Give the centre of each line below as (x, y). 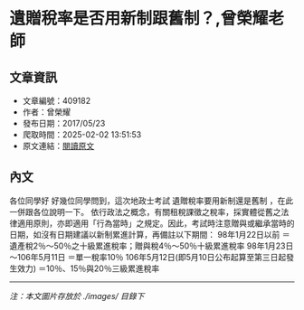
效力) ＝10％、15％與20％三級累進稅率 (88, 268)
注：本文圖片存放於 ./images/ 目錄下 (77, 296)
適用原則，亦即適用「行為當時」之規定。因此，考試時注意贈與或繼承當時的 (156, 223)
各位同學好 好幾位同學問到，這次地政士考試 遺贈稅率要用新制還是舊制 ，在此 (152, 201)
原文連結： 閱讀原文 (58, 146)
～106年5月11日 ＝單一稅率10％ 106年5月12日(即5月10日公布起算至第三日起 (148, 257)
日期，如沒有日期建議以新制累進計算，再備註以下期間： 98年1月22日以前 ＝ (150, 234)
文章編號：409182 (57, 101)
